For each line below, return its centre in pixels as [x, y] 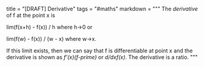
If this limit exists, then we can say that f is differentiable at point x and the [100, 51]
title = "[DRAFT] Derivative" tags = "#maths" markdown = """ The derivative [102, 9]
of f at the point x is [31, 15]
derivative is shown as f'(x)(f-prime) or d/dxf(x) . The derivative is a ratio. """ [102, 57]
